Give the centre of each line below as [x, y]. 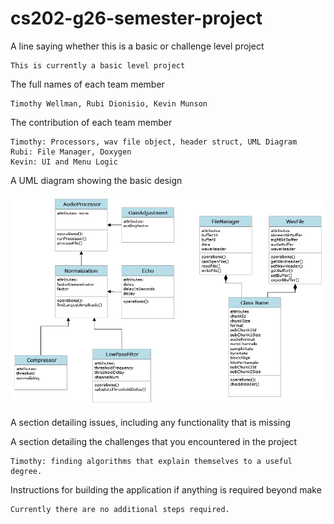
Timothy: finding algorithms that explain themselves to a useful [151, 461]
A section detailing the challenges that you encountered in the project [154, 441]
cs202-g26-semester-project [136, 18]
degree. [26, 471]
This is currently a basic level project [98, 65]
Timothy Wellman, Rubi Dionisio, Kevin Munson [109, 103]
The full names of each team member [87, 84]
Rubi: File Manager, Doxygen [71, 152]
